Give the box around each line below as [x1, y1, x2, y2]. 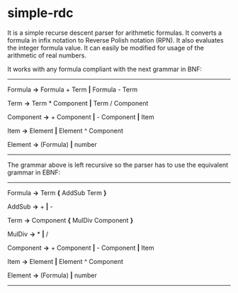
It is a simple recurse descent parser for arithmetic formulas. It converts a [7, 28, 222, 37]
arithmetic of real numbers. [7, 51, 87, 60]
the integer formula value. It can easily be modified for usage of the [7, 43, 204, 52]
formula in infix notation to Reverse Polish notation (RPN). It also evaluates [7, 35, 225, 44]
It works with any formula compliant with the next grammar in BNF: [7, 65, 203, 73]
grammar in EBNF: [7, 168, 61, 177]
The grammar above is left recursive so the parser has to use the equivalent [7, 160, 229, 169]
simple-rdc [7, 5, 74, 21]
